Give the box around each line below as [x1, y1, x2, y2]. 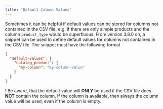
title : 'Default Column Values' [5, 7, 72, 12]
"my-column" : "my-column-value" [18, 65, 85, 70]
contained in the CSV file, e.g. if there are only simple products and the [5, 26, 150, 32]
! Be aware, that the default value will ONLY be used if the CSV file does [5, 87, 152, 94]
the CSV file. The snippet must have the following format [5, 41, 121, 47]
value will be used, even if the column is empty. [5, 98, 102, 104]
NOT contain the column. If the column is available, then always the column [5, 93, 159, 99]
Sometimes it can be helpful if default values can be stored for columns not [5, 21, 159, 27]
